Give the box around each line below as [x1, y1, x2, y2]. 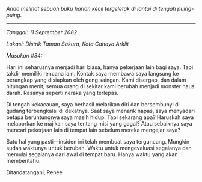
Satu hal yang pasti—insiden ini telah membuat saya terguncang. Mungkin [6, 138, 190, 145]
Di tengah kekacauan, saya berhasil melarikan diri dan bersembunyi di [6, 101, 180, 108]
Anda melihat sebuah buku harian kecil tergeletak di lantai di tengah [6, 5, 176, 12]
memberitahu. [6, 157, 41, 164]
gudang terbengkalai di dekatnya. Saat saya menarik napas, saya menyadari [6, 108, 195, 114]
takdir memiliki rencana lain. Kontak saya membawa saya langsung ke [6, 70, 179, 77]
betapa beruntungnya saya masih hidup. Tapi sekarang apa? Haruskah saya [6, 114, 194, 121]
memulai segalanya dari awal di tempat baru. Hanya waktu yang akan [6, 151, 178, 158]
